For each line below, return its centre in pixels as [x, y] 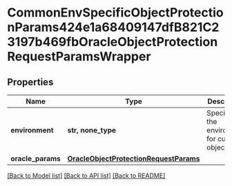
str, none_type [91, 130]
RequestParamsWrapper [79, 57]
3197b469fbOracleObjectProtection [113, 42]
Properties [30, 82]
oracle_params [36, 158]
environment [32, 130]
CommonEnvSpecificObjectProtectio [115, 13]
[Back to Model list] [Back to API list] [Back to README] [86, 176]
